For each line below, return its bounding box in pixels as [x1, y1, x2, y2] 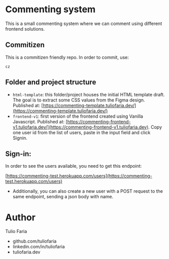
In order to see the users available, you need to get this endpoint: [5, 163, 142, 169]
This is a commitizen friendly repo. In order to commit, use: [5, 54, 129, 60]
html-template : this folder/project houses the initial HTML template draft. [12, 91, 165, 97]
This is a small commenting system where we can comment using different [5, 20, 162, 27]
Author [5, 212, 36, 223]
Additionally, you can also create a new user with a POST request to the [12, 188, 163, 194]
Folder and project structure [5, 78, 97, 87]
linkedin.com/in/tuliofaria [12, 244, 65, 250]
